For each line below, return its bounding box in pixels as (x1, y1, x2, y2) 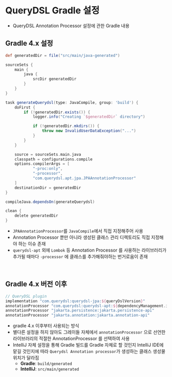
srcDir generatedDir (32, 76, 77, 82)
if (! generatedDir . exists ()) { (24, 110, 91, 115)
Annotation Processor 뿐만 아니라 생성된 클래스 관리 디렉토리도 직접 (12, 234, 150, 240)
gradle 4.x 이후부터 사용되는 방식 (12, 323, 79, 329)
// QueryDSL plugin (5, 294, 47, 299)
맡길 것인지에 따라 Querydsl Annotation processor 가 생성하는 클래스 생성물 (12, 348, 165, 354)
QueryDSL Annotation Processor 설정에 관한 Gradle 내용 (12, 23, 130, 29)
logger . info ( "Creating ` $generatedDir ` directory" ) (32, 114, 145, 119)
